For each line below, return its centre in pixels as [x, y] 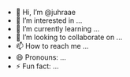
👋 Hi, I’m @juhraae [46, 12]
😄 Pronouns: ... [41, 57]
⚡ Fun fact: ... [37, 66]
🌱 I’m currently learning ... [58, 29]
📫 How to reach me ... [52, 46]
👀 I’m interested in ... [49, 20]
